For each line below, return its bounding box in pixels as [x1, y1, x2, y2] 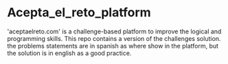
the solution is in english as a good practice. [7, 49, 132, 57]
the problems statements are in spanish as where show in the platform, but [7, 42, 218, 50]
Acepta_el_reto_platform [7, 5, 151, 20]
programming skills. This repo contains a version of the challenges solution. [7, 34, 221, 42]
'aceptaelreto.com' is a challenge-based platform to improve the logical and [7, 27, 222, 35]
